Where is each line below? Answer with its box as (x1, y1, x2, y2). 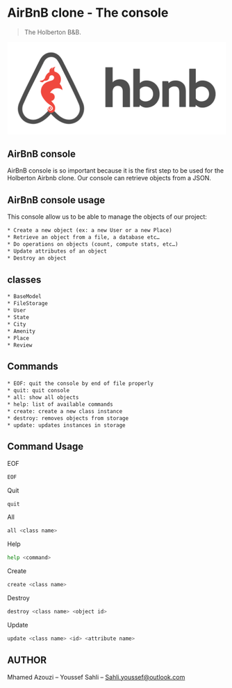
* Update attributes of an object (7, 248, 108, 255)
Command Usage (7, 441, 84, 453)
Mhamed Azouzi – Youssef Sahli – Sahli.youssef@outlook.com (7, 673, 185, 681)
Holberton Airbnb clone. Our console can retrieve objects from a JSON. (7, 174, 212, 182)
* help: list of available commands (7, 400, 113, 408)
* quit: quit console (7, 386, 70, 394)
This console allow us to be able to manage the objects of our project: (7, 212, 207, 221)
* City (7, 321, 26, 328)
